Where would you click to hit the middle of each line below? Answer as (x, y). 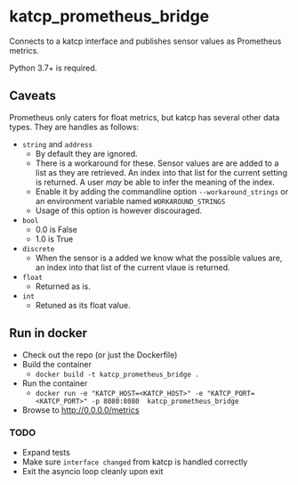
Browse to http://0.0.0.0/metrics (81, 410)
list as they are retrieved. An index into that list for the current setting (161, 172)
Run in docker (48, 333)
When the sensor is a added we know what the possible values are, (159, 258)
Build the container (56, 364)
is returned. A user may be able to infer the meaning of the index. (155, 182)
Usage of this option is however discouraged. (119, 210)
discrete (38, 249)
